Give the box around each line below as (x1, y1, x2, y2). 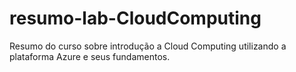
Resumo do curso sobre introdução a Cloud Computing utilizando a (9, 40, 287, 52)
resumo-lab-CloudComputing (9, 7, 262, 30)
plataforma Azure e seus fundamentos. (9, 50, 171, 62)
